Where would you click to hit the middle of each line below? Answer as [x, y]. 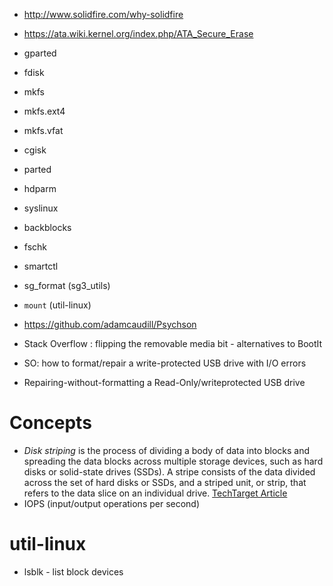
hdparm [40, 188]
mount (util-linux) [57, 305]
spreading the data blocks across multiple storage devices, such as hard [173, 461]
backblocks [47, 227]
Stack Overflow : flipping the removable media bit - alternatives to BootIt [173, 343]
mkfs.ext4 [44, 111]
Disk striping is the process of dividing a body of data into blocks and [167, 450]
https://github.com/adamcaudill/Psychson [110, 324]
